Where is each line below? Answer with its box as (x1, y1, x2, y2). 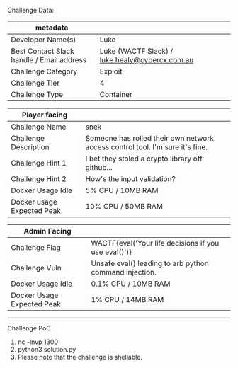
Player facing (21, 110, 68, 120)
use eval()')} (91, 247, 132, 257)
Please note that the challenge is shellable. (17, 353, 143, 361)
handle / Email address (11, 55, 87, 64)
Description (11, 142, 50, 151)
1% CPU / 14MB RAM (91, 295, 164, 304)
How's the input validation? (85, 174, 176, 183)
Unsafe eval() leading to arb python (91, 258, 209, 268)
